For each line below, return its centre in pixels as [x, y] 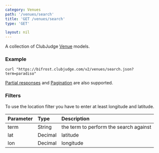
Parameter [20, 118]
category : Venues [23, 10]
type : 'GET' [17, 23]
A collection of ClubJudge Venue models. [48, 46]
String [45, 127]
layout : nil [17, 33]
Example [16, 59]
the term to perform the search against [106, 127]
